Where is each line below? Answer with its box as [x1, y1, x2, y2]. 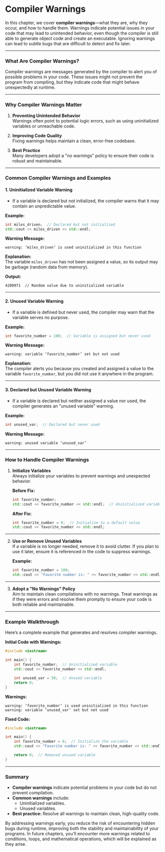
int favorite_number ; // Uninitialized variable [14, 662, 118, 667]
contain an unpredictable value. [12, 203, 77, 209]
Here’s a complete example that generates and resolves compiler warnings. [5, 630, 158, 635]
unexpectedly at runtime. [5, 85, 55, 91]
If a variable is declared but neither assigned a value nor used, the [12, 398, 146, 404]
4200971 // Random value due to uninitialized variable [5, 283, 124, 288]
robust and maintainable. [12, 158, 63, 163]
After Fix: [12, 510, 32, 516]
